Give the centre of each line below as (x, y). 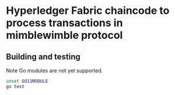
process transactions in (64, 23)
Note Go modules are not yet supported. (55, 70)
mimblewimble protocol (64, 35)
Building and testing (43, 56)
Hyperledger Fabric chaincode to (88, 11)
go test (15, 86)
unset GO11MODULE (27, 81)
